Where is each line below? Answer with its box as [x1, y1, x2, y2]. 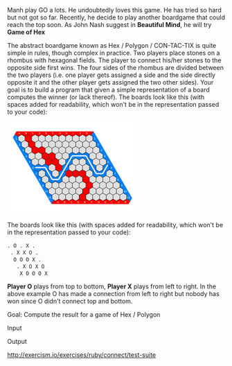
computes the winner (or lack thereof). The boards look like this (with [7, 93, 205, 101]
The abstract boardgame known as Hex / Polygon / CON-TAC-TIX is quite [7, 42, 217, 49]
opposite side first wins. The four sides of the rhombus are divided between [7, 64, 224, 71]
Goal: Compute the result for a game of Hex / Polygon [7, 311, 161, 318]
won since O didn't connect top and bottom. [7, 297, 133, 305]
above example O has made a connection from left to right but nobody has [7, 290, 220, 297]
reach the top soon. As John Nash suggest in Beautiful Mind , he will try [7, 21, 212, 28]
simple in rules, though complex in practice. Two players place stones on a [7, 49, 220, 57]
